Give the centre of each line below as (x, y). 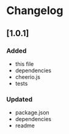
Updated (19, 99)
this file (24, 64)
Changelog (35, 11)
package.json (32, 113)
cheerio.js (28, 76)
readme (25, 125)
